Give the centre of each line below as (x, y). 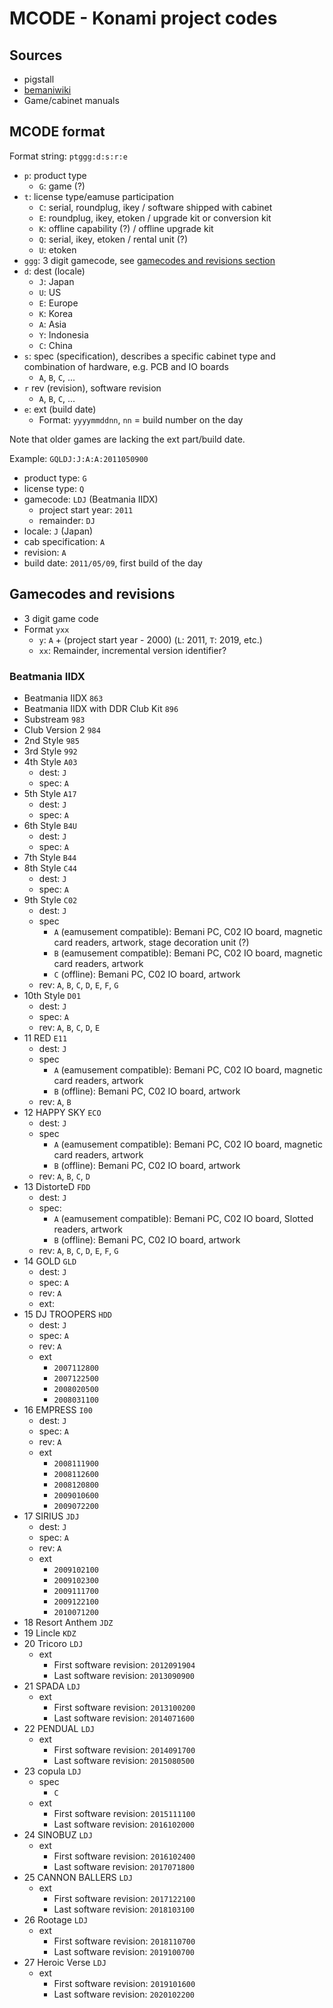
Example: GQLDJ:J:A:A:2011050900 (79, 458)
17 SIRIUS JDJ (51, 1516)
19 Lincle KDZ (50, 1633)
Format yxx (46, 629)
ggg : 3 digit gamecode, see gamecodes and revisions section (149, 260)
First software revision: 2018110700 (124, 1941)
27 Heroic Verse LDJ (65, 1962)
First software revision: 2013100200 (124, 1707)
